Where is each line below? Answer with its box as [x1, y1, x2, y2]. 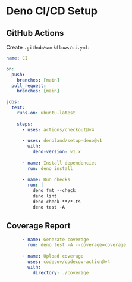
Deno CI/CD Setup [6, 4, 98, 18]
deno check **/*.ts [32, 199, 81, 204]
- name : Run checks [21, 176, 70, 182]
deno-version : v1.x [32, 149, 81, 155]
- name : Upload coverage [21, 253, 84, 259]
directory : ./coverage [32, 269, 89, 275]
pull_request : [11, 82, 46, 89]
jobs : [6, 99, 20, 105]
